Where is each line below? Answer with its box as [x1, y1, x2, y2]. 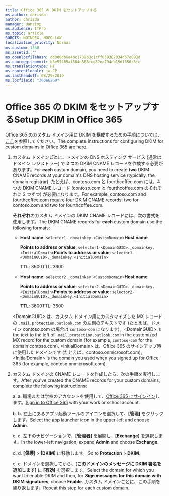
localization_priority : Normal [5, 40, 71, 46]
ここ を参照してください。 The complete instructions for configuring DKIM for [5, 138, 164, 144]
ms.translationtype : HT [5, 64, 55, 69]
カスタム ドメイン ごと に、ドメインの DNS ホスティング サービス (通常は [12, 154, 162, 160]
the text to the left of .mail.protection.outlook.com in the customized [12, 332, 157, 338]
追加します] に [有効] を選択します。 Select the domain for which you [12, 467, 154, 473]
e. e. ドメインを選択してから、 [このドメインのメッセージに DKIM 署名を [12, 461, 162, 467]
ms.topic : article [5, 31, 44, 36]
